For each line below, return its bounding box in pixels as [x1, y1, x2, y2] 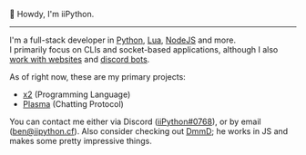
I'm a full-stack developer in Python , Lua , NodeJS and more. [9, 34, 237, 45]
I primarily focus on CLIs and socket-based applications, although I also [9, 44, 279, 54]
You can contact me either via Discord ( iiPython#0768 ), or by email [9, 116, 261, 127]
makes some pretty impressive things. [9, 136, 152, 146]
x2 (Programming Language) [22, 89, 131, 100]
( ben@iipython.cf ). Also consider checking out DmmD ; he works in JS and [9, 126, 289, 136]
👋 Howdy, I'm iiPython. [9, 9, 95, 19]
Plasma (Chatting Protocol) [22, 99, 125, 109]
